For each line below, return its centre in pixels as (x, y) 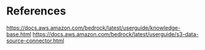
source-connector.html (35, 40)
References (36, 11)
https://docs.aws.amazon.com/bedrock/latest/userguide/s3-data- (116, 34)
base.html (19, 34)
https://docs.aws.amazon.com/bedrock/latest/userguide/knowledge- (93, 28)
